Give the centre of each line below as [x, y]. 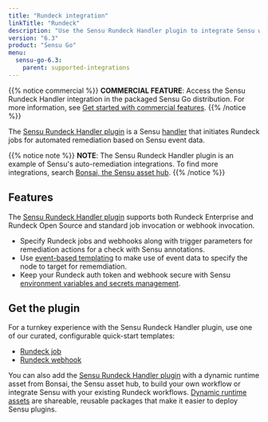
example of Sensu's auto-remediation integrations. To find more [113, 164]
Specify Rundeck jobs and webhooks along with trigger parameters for [136, 241]
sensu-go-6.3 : [39, 61]
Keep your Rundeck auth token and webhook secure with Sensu [125, 275]
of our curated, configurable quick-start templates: [92, 336]
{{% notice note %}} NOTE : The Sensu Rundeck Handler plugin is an [121, 155]
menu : [17, 53]
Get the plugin [44, 308]
